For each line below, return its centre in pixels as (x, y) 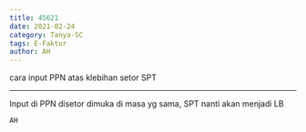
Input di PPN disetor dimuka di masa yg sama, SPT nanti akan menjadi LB (147, 104)
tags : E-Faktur (38, 43)
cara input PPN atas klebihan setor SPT (83, 77)
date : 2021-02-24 (42, 26)
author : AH (30, 52)
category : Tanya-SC (46, 35)
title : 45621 (34, 18)
